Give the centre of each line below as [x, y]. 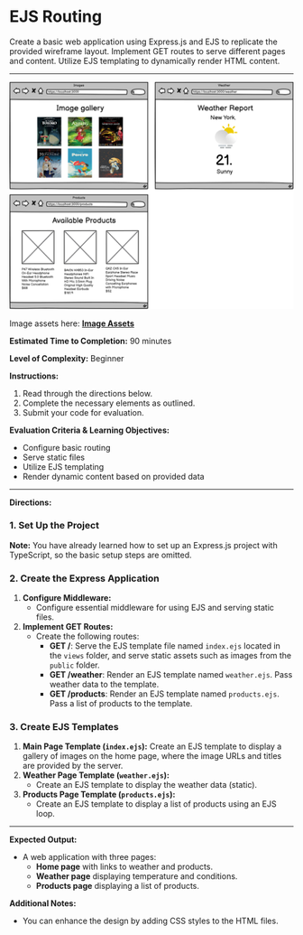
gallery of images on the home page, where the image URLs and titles [152, 756]
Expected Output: [43, 840]
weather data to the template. [104, 685]
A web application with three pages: [89, 857]
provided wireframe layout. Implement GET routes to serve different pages [147, 51]
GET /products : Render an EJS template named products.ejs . [164, 694]
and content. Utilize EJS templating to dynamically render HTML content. [145, 61]
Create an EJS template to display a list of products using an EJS [156, 804]
